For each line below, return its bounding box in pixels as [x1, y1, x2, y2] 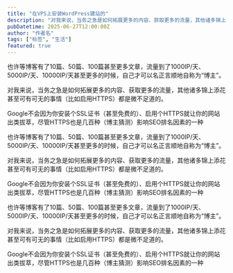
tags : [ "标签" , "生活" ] [7, 36, 71, 43]
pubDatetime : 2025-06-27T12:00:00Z [7, 23, 110, 30]
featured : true [7, 42, 51, 49]
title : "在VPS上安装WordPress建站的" [7, 10, 109, 17]
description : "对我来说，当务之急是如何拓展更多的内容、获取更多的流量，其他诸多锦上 [7, 17, 227, 24]
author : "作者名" [7, 29, 54, 37]
